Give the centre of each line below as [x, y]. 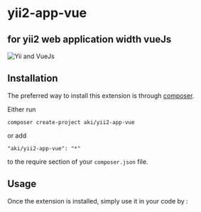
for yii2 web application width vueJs [89, 39]
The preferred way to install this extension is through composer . [101, 95]
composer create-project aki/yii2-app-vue [71, 122]
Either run [22, 109]
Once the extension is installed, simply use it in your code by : [98, 201]
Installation [33, 78]
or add [17, 135]
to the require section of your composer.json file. [78, 162]
